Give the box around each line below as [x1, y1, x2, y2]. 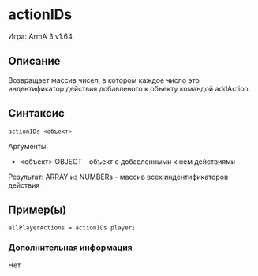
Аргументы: [8, 141, 49, 151]
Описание [8, 54, 61, 68]
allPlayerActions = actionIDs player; [8, 224, 136, 232]
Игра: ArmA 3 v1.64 [8, 32, 73, 41]
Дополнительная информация [8, 242, 133, 253]
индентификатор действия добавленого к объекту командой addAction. [8, 84, 251, 93]
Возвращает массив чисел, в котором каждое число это [8, 75, 200, 84]
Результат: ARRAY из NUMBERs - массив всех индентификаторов [8, 172, 229, 181]
